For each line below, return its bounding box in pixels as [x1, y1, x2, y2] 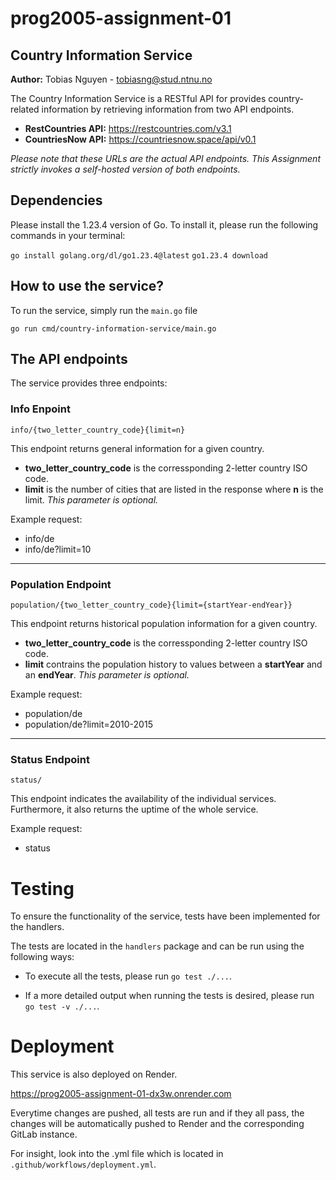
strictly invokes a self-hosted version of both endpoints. [10, 163, 241, 175]
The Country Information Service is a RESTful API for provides [10, 93, 267, 104]
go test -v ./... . [24, 1000, 100, 1012]
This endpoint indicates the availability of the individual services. [10, 793, 277, 805]
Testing [10, 877, 75, 900]
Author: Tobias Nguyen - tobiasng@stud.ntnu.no [10, 73, 213, 85]
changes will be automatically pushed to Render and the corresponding [10, 1118, 305, 1130]
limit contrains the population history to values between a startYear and [24, 658, 323, 671]
